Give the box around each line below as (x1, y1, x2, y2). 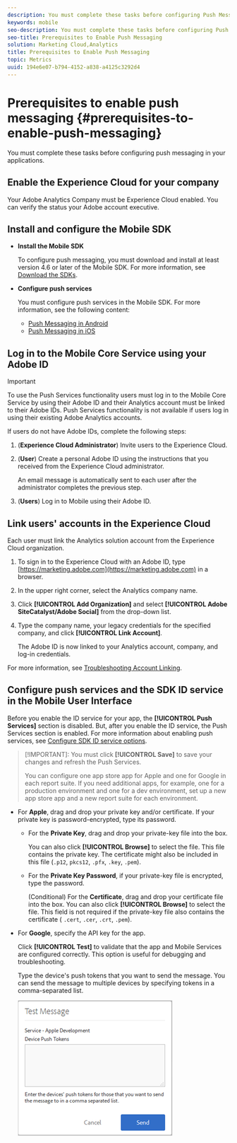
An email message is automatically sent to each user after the (17, 476, 197, 485)
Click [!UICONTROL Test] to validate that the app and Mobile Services (17, 942, 222, 951)
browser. (17, 572, 44, 581)
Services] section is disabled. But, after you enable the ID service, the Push (7, 721, 227, 730)
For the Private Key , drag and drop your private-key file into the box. (28, 828, 228, 837)
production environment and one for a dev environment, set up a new (24, 786, 227, 795)
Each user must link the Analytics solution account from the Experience (7, 536, 215, 545)
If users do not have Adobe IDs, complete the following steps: (7, 427, 187, 436)
